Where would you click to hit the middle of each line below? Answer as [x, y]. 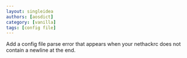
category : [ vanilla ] [31, 22]
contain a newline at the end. [41, 50]
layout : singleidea [30, 11]
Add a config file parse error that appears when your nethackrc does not [93, 44]
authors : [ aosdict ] [30, 17]
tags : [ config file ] [31, 28]
